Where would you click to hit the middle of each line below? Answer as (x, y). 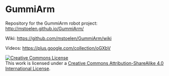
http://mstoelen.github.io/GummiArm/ (45, 28)
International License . (28, 68)
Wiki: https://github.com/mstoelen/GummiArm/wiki (59, 38)
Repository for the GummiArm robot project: (51, 23)
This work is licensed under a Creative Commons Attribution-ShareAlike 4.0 (84, 63)
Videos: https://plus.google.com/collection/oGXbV (58, 48)
